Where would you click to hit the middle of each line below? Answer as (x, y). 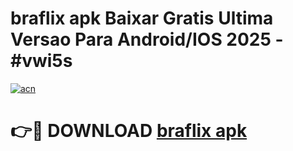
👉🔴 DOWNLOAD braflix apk (129, 131)
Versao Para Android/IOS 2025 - (147, 39)
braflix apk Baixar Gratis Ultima (142, 18)
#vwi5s (41, 61)
